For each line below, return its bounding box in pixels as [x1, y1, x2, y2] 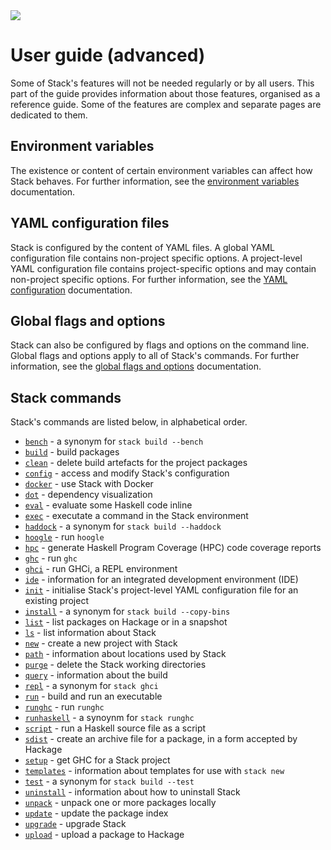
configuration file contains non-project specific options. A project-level [10, 252, 303, 264]
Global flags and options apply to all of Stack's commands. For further [10, 350, 300, 362]
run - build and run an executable [24, 690, 163, 703]
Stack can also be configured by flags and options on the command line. [10, 339, 310, 351]
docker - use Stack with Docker [24, 478, 154, 490]
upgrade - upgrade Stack [24, 818, 127, 830]
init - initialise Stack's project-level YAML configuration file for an [24, 584, 299, 596]
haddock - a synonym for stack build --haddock [24, 520, 222, 533]
